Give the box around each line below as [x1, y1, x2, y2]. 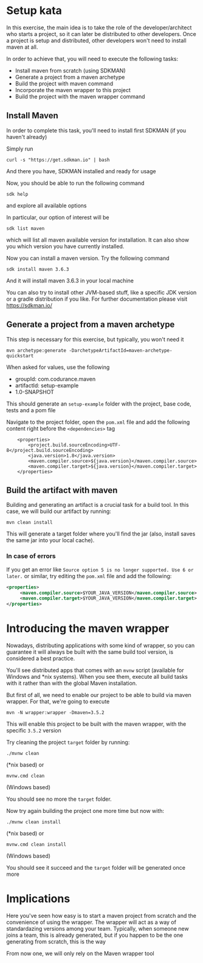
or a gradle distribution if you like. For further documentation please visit [6, 295, 188, 303]
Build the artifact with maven [6, 485, 118, 495]
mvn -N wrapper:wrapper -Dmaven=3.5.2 [6, 710, 105, 716]
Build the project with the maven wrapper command [15, 93, 145, 100]
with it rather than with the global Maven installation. [6, 679, 137, 687]
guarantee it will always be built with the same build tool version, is [6, 648, 174, 656]
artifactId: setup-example [15, 382, 79, 389]
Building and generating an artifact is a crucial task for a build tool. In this [6, 501, 190, 509]
